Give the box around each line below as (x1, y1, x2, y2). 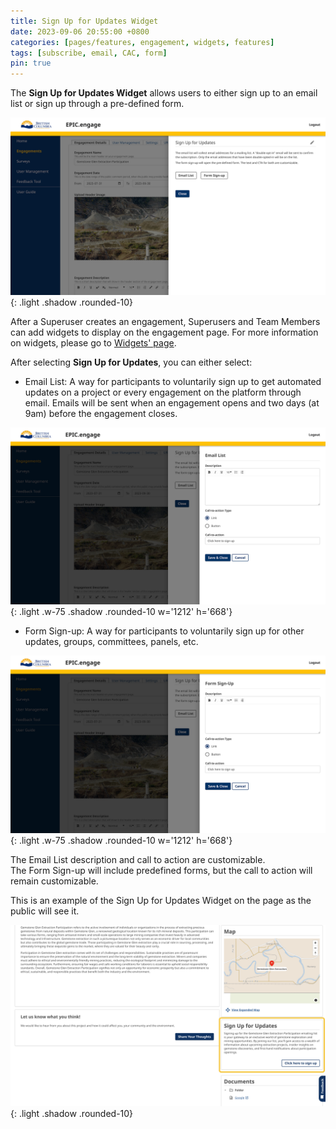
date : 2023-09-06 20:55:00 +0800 (10, 26, 150, 37)
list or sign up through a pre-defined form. (10, 98, 185, 110)
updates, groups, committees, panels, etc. (24, 636, 199, 648)
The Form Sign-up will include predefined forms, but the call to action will (10, 864, 313, 876)
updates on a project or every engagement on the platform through (24, 386, 302, 398)
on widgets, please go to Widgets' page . (10, 336, 177, 349)
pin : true (10, 58, 52, 69)
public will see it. (10, 905, 80, 917)
